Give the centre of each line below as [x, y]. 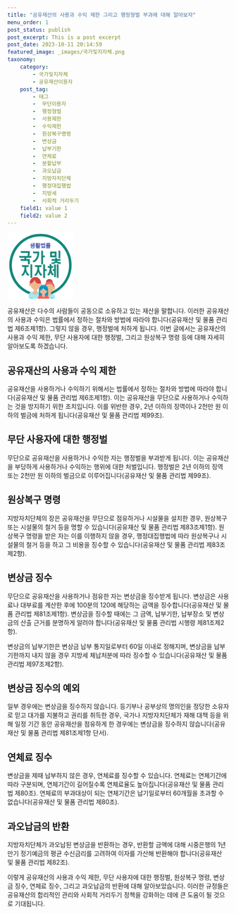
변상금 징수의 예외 [44, 688]
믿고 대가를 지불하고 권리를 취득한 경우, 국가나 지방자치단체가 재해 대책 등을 [118, 715]
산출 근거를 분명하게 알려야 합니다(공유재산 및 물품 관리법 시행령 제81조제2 [122, 622]
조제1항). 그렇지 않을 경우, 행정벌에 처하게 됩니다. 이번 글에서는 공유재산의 [125, 328]
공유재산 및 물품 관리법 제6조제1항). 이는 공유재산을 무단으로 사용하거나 [112, 397]
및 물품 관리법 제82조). [39, 862]
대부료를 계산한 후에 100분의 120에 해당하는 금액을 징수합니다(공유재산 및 [121, 605]
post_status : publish [39, 30]
